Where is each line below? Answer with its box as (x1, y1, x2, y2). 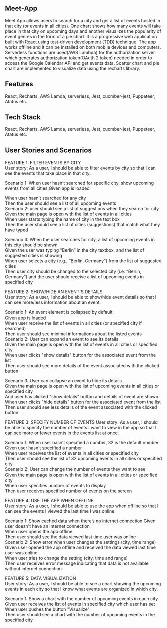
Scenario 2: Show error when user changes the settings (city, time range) (5, 539, 156, 545)
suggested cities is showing (5, 253, 62, 259)
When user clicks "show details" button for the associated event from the (5, 352, 156, 358)
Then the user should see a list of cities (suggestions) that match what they (5, 222, 160, 228)
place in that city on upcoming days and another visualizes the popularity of (5, 28, 161, 34)
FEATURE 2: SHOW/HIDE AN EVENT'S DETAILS (5, 289, 103, 295)
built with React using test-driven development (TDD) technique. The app (5, 39, 156, 45)
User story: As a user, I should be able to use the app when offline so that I (5, 503, 159, 509)
